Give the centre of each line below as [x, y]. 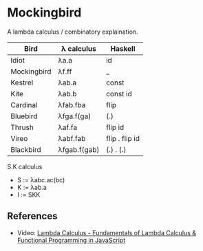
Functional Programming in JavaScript [71, 240]
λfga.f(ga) [75, 116]
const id [119, 94]
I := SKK [29, 195]
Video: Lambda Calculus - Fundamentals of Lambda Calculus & [107, 232]
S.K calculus [25, 166]
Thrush [22, 127]
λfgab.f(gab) [79, 149]
